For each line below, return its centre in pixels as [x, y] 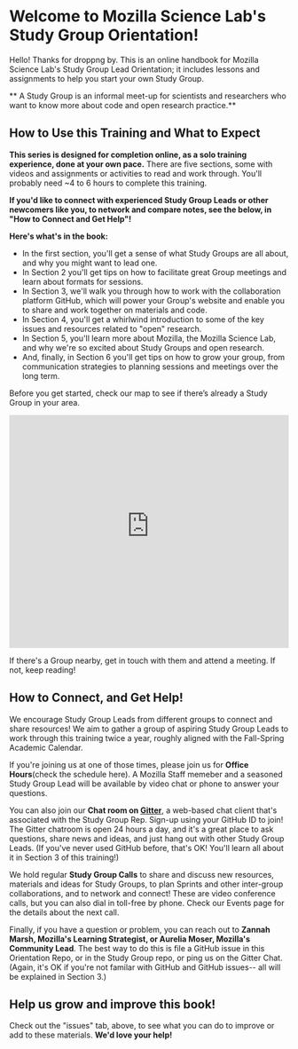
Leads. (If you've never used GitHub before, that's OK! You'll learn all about [146, 848]
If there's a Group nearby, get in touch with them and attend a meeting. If [142, 660]
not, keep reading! [43, 670]
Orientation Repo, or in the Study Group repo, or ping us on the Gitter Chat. [146, 958]
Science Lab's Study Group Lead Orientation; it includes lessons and [134, 69]
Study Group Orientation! [104, 35]
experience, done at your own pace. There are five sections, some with [141, 164]
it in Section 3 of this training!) [64, 857]
